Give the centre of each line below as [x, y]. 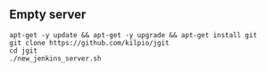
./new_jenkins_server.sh [55, 58]
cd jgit [24, 51]
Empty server [48, 15]
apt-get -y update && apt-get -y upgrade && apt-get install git [133, 35]
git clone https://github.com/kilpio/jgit [89, 43]
